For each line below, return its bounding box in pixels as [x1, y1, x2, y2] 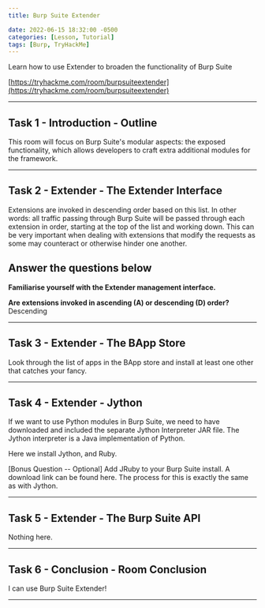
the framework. [8, 154, 58, 163]
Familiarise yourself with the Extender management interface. [8, 282, 216, 292]
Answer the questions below [8, 261, 152, 275]
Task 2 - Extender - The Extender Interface [8, 184, 223, 197]
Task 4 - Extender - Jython [8, 396, 143, 409]
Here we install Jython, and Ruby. [8, 449, 118, 459]
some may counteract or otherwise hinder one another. [8, 238, 188, 248]
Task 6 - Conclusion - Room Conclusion [8, 562, 207, 576]
